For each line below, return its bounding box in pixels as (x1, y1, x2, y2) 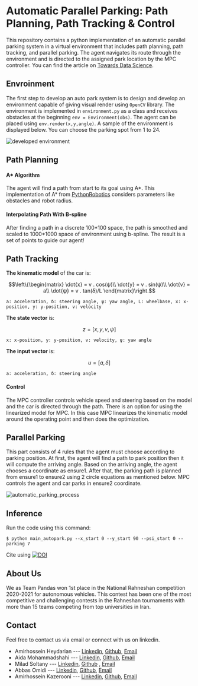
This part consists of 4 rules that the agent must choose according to (6, 448, 175, 455)
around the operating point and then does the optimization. (6, 415, 150, 423)
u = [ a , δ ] (87, 359, 111, 366)
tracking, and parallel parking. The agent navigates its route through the (6, 49, 181, 56)
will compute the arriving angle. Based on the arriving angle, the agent (6, 461, 177, 468)
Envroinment (6, 79, 55, 89)
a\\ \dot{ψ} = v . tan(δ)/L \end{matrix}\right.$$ (43, 287, 155, 294)
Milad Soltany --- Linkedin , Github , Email (14, 660, 115, 667)
